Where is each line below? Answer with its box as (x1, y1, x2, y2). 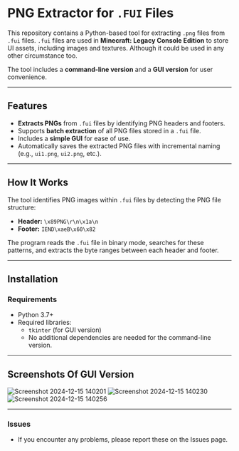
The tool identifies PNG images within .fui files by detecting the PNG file (7, 195, 222, 204)
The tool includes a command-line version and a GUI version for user (7, 65, 213, 73)
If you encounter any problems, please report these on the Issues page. (17, 435, 228, 444)
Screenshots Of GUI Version (7, 368, 134, 380)
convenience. (7, 73, 48, 81)
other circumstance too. (7, 51, 78, 60)
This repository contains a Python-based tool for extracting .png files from (7, 28, 225, 37)
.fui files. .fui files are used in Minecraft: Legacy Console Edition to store (7, 36, 229, 44)
